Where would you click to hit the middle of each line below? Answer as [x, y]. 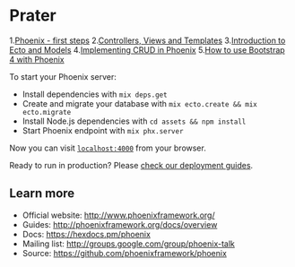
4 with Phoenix [37, 59]
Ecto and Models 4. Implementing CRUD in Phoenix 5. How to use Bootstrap [147, 49]
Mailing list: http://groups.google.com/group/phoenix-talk [129, 244]
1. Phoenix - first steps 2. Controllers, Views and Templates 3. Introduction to [147, 40]
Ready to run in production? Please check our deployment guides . [131, 165]
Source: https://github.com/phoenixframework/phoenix [124, 253]
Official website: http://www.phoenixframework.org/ [118, 215]
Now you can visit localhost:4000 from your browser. [108, 148]
